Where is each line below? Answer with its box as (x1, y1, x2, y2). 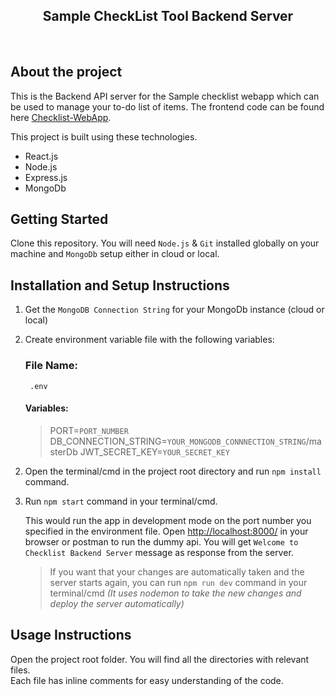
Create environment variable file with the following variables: (24, 334, 275, 346)
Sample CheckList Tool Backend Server (42, 8, 294, 25)
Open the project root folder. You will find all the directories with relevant (10, 653, 310, 665)
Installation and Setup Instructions (10, 277, 230, 294)
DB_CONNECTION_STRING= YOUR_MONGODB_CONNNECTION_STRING (49, 435, 307, 447)
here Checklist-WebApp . (10, 111, 112, 123)
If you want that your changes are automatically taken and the (49, 565, 305, 578)
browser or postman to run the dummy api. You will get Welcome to (24, 535, 299, 548)
